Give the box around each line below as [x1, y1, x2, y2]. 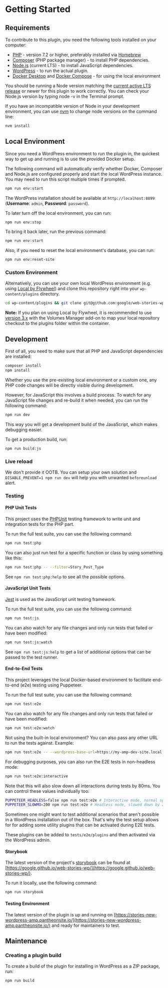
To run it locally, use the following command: [5, 880, 97, 886]
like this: [5, 555, 22, 561]
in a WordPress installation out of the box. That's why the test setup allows [5, 817, 159, 823]
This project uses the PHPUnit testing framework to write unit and [5, 516, 140, 522]
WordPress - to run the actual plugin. [12, 68, 89, 74]
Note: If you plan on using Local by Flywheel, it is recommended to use [5, 309, 152, 316]
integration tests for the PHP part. [5, 521, 74, 527]
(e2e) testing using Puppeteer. [20, 682, 83, 688]
